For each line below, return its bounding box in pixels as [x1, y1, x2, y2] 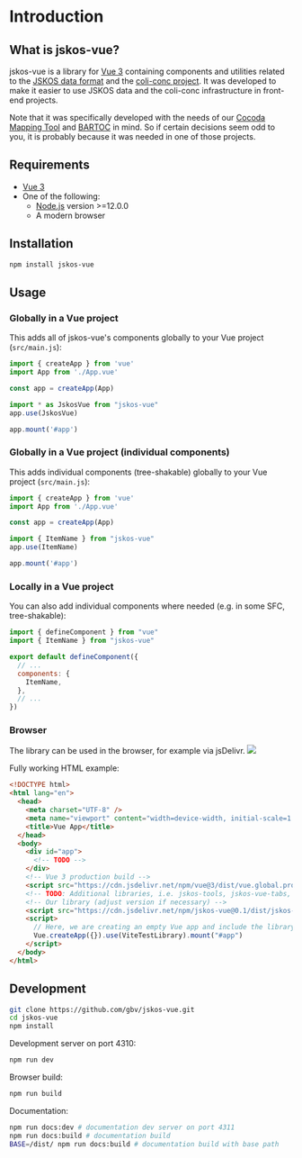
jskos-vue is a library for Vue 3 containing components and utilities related [9, 66, 285, 77]
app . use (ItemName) [9, 543, 78, 552]
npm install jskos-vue [9, 259, 94, 269]
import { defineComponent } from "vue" [9, 628, 159, 637]
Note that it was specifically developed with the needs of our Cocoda [9, 113, 266, 122]
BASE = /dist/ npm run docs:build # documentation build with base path [9, 1139, 280, 1149]
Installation [9, 236, 74, 251]
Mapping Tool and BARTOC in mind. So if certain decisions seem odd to [9, 122, 276, 132]
